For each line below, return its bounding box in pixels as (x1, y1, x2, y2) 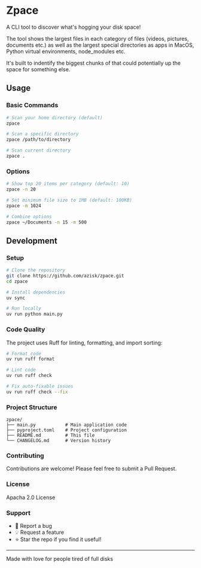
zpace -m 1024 (6, 203, 42, 209)
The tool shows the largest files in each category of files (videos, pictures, (6, 35, 190, 42)
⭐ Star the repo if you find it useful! (14, 536, 102, 543)
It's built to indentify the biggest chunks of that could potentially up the (6, 59, 181, 67)
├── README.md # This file (6, 433, 95, 439)
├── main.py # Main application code (6, 422, 127, 428)
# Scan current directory (6, 147, 71, 153)
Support (6, 509, 31, 517)
